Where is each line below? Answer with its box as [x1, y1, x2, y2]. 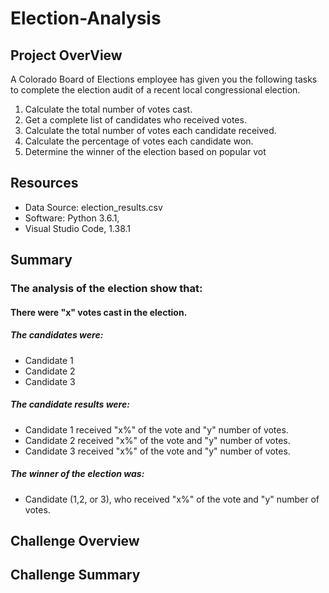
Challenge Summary [10, 567, 141, 584]
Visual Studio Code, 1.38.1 [24, 222, 132, 234]
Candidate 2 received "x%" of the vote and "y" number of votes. [24, 434, 291, 446]
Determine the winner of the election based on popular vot [24, 146, 267, 157]
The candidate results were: [10, 398, 130, 411]
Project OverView [10, 47, 123, 64]
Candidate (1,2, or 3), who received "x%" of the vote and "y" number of [24, 493, 320, 505]
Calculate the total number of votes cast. [24, 103, 193, 115]
